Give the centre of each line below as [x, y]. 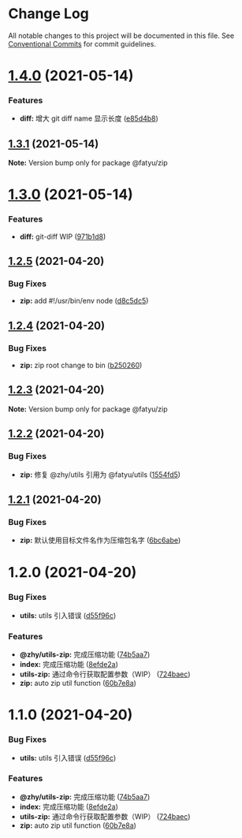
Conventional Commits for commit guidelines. [82, 43]
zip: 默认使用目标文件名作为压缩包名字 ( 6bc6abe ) [100, 540]
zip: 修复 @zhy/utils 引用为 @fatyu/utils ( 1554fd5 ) [100, 475]
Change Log [48, 14]
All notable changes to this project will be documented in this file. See [121, 35]
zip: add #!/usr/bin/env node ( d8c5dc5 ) [84, 301]
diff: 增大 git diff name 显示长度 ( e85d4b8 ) [89, 118]
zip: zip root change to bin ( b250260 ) [81, 365]
